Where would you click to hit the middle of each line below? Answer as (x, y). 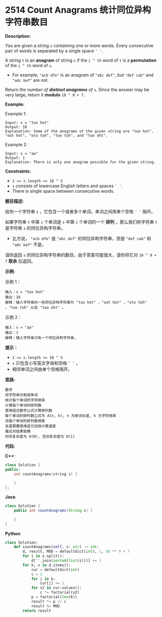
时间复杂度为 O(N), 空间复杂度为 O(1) (40, 436)
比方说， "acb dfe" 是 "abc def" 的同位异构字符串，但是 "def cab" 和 (81, 238)
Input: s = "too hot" (27, 123)
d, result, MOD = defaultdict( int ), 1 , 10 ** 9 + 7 (76, 551)
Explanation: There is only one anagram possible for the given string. (81, 162)
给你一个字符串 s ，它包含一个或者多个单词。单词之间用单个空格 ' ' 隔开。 (80, 211)
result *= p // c (49, 601)
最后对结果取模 (18, 431)
